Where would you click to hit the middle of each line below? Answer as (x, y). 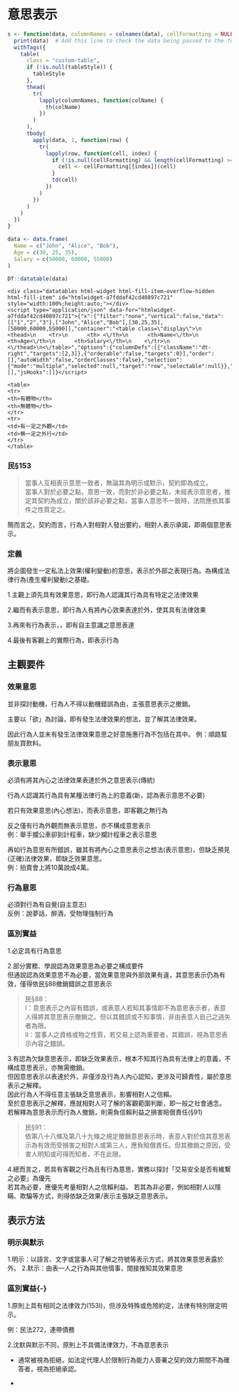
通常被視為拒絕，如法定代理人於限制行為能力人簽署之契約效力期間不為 (121, 1360)
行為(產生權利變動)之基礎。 (53, 580)
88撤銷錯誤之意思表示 (80, 983)
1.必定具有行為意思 (34, 951)
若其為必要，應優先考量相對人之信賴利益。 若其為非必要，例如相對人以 (111, 1187)
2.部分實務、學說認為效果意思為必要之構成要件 (76, 966)
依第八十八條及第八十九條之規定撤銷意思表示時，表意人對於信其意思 (124, 1136)
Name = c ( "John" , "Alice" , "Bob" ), (67, 246)
